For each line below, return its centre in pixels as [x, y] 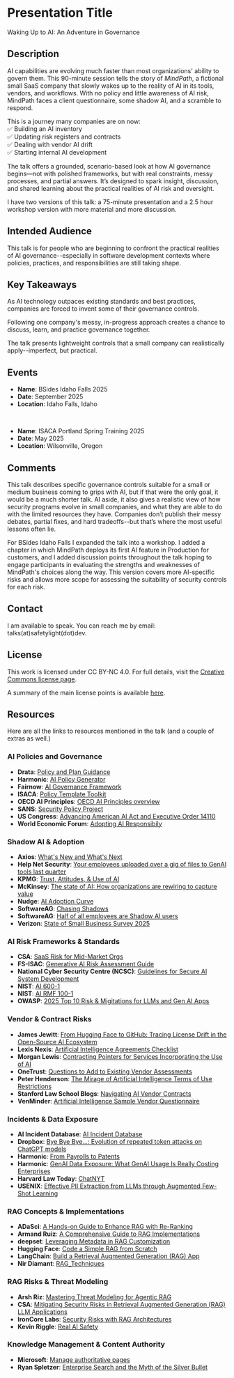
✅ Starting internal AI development [57, 152]
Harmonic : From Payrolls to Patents [69, 1156]
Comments [32, 468]
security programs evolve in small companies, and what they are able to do [115, 507]
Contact [25, 609]
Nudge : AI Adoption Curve [55, 901]
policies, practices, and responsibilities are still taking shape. [94, 263]
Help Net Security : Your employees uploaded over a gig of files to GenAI [122, 865]
